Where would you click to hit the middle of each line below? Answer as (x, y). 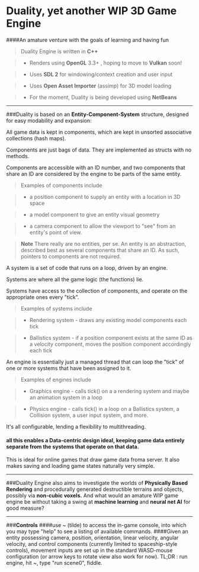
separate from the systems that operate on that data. (73, 446)
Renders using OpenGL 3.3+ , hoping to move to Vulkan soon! (106, 63)
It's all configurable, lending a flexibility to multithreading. (76, 426)
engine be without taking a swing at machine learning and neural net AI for (98, 502)
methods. (18, 156)
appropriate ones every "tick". (43, 297)
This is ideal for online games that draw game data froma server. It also (93, 459)
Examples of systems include (56, 309)
